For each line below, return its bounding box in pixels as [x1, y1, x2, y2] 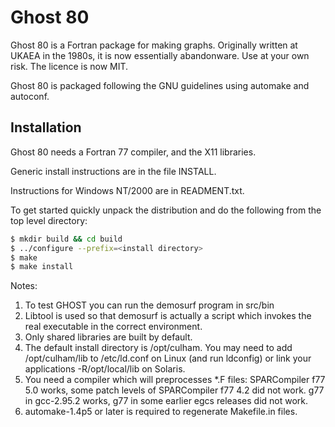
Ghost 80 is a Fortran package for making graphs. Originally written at [10, 39, 298, 51]
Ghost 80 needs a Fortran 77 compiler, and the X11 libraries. [10, 146, 257, 158]
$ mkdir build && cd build [10, 234, 123, 244]
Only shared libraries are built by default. [24, 331, 193, 343]
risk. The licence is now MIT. [10, 60, 129, 72]
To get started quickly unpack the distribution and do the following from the [10, 204, 322, 216]
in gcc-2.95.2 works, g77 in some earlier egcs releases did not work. [24, 395, 309, 407]
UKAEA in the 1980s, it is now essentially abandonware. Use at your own [10, 49, 310, 61]
